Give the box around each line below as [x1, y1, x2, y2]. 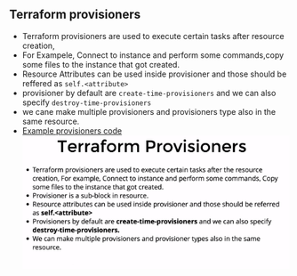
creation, [21, 40, 55, 51]
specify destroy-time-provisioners [21, 97, 152, 108]
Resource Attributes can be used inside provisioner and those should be [21, 69, 287, 79]
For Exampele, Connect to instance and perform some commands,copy [21, 49, 285, 61]
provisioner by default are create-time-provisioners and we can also [21, 87, 277, 98]
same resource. [21, 116, 80, 126]
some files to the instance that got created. [21, 59, 181, 69]
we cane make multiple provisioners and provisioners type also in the [21, 106, 277, 117]
